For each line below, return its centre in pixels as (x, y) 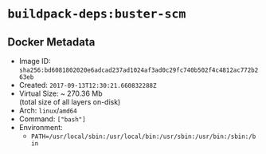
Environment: (41, 127)
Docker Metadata (51, 42)
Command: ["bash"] (52, 119)
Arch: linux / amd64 (48, 111)
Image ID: (35, 61)
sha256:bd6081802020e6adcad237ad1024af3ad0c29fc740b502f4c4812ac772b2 (139, 70)
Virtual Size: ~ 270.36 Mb (61, 93)
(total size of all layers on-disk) (70, 102)
